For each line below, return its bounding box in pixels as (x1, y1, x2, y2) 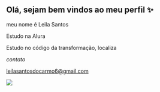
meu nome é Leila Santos (6, 20, 69, 28)
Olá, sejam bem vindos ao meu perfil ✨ (6, 5, 154, 15)
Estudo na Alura (6, 32, 46, 40)
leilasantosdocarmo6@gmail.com (6, 67, 89, 75)
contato (6, 55, 26, 63)
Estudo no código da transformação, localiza (6, 44, 117, 51)
